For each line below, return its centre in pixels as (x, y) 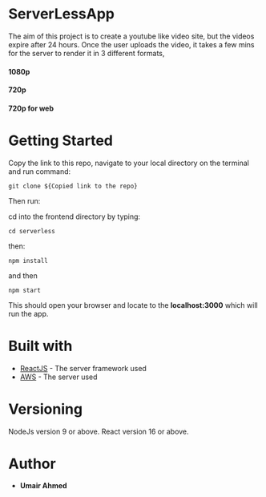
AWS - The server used (58, 377)
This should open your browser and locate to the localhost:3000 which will (133, 305)
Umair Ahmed (43, 486)
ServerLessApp (61, 14)
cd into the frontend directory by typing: (75, 216)
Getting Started (61, 140)
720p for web (31, 108)
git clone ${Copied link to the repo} (73, 186)
